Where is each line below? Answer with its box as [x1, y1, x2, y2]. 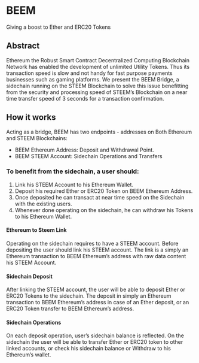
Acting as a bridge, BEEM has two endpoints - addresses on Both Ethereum [6, 128, 192, 135]
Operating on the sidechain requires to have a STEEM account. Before [6, 240, 179, 247]
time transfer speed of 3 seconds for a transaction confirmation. [6, 95, 164, 102]
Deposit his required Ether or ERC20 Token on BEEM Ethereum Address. [14, 187, 193, 195]
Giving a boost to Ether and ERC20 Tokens [6, 23, 111, 31]
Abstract [6, 41, 40, 51]
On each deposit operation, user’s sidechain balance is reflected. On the [6, 332, 184, 339]
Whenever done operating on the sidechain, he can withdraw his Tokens [14, 206, 194, 213]
